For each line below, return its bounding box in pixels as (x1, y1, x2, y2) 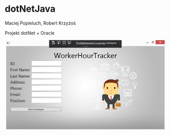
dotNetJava (5, 3, 56, 15)
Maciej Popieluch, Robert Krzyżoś (5, 20, 76, 26)
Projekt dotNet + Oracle (5, 30, 55, 36)
